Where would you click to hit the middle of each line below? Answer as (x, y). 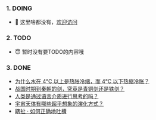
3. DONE (18, 67)
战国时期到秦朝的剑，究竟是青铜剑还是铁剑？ (70, 88)
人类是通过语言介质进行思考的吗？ (57, 96)
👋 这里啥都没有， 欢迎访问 (46, 22)
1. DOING (19, 8)
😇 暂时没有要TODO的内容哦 (49, 51)
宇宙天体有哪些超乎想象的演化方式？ (59, 103)
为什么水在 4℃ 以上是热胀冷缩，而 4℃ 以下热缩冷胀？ (82, 81)
